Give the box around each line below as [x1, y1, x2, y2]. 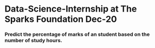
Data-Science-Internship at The [4, 3, 137, 15]
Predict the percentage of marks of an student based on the [4, 31, 150, 38]
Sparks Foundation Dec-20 [4, 14, 117, 25]
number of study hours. [4, 37, 62, 44]
